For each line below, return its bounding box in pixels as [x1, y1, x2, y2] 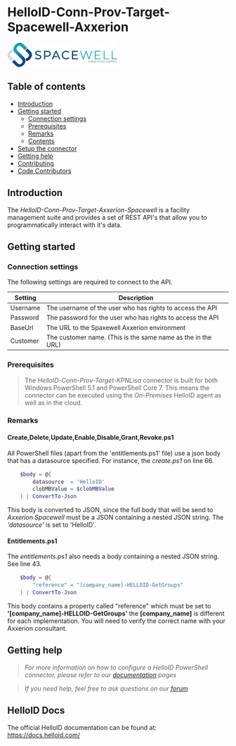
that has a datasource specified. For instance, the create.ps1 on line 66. [7, 456, 214, 464]
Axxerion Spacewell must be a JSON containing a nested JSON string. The [7, 513, 224, 522]
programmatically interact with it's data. [7, 221, 122, 229]
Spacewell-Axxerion [7, 19, 129, 35]
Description [118, 293, 154, 302]
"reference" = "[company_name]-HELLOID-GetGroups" [32, 582, 184, 589]
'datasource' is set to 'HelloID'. [7, 521, 96, 529]
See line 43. [7, 560, 42, 568]
